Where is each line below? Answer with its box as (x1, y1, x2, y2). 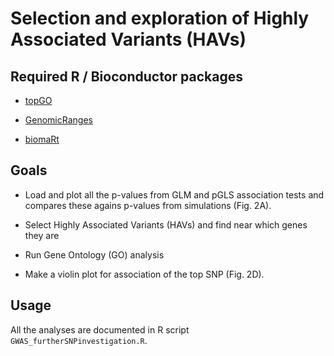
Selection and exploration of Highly (10, 7, 310, 30)
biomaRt (24, 133, 60, 145)
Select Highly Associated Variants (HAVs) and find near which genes (24, 218, 308, 231)
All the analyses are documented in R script (10, 323, 190, 336)
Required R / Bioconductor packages (10, 68, 243, 85)
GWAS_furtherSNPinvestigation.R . (10, 334, 148, 346)
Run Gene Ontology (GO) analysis (24, 248, 165, 261)
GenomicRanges (24, 114, 93, 126)
